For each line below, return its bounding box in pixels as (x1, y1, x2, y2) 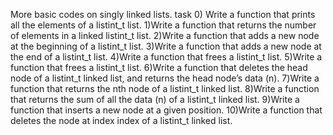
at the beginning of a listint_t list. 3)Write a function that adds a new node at (10, 40, 322, 52)
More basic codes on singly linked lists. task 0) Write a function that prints (10, 9, 316, 20)
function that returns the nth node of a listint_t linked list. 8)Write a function (10, 83, 320, 94)
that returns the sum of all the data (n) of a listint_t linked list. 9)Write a (10, 94, 300, 105)
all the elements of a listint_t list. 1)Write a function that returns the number (10, 19, 317, 31)
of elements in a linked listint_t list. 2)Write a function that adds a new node (10, 30, 320, 41)
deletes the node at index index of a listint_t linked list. (10, 115, 233, 126)
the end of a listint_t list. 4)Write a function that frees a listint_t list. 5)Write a (10, 51, 323, 63)
